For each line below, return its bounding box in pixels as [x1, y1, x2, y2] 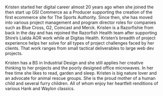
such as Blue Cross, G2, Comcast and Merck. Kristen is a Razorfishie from [5, 25, 154, 31]
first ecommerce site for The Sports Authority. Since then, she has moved [5, 15, 153, 20]
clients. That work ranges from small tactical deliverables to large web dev [5, 46, 154, 51]
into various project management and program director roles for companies [5, 19, 157, 25]
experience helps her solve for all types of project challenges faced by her [5, 40, 154, 46]
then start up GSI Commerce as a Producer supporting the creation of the [5, 9, 152, 15]
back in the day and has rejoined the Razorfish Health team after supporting [5, 30, 157, 35]
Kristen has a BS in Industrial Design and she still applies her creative [5, 60, 144, 65]
